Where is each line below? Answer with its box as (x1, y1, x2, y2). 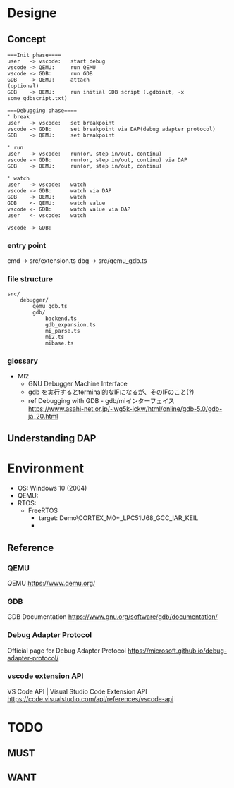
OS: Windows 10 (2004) (17, 484, 87, 493)
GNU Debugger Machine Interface (27, 379, 128, 388)
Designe (7, 5, 57, 21)
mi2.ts (44, 333, 65, 340)
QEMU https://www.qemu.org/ (7, 579, 96, 587)
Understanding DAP (7, 432, 97, 445)
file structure (7, 274, 53, 284)
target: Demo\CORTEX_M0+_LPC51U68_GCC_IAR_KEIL (38, 514, 199, 522)
